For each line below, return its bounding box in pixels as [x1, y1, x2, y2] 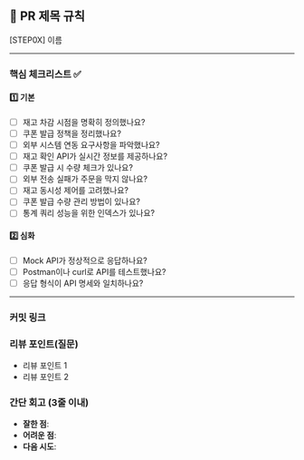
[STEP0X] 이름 [9, 34, 63, 45]
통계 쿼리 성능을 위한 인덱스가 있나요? [22, 208, 156, 219]
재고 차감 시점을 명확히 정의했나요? [22, 116, 146, 127]
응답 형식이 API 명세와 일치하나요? [22, 278, 144, 289]
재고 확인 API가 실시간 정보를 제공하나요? [22, 151, 168, 161]
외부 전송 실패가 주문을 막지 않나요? [22, 173, 147, 184]
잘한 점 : [22, 418, 50, 429]
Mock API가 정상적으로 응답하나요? [22, 255, 147, 266]
